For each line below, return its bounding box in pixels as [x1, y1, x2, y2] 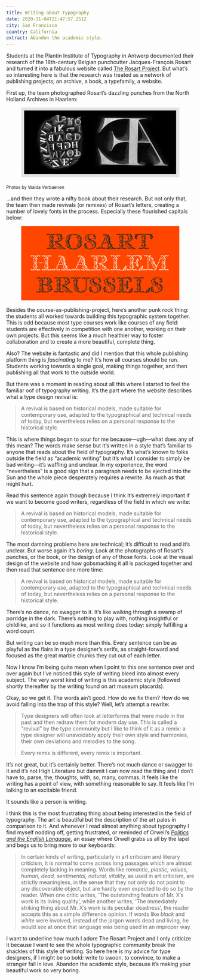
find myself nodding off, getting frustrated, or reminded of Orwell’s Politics [6, 828, 189, 836]
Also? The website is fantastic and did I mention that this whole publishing [6, 350, 188, 357]
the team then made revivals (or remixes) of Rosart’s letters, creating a [6, 202, 179, 209]
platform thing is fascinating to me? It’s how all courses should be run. [6, 356, 179, 363]
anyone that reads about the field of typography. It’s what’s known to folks [6, 448, 189, 455]
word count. [6, 627, 36, 635]
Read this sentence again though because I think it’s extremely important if [6, 492, 190, 499]
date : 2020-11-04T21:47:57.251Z [6, 16, 87, 22]
